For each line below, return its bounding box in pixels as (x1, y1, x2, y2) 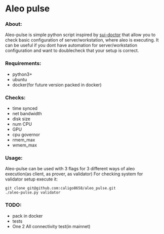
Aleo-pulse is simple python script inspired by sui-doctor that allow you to (5, 32, 156, 38)
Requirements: (5, 60, 41, 67)
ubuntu (12, 76, 27, 82)
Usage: (5, 154, 23, 161)
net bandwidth (12, 111, 42, 117)
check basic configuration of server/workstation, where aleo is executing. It (5, 37, 159, 43)
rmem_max (12, 137, 36, 143)
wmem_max (12, 142, 37, 148)
